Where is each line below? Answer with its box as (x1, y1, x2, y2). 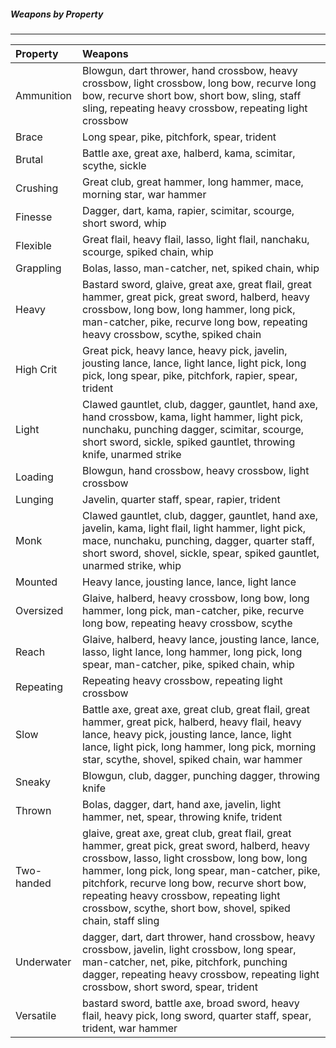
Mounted (15, 575, 58, 589)
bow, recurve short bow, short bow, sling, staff (82, 88, 302, 102)
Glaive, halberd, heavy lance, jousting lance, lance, (82, 632, 320, 646)
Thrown (15, 803, 52, 817)
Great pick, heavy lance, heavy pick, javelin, (82, 343, 288, 357)
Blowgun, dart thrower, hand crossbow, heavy (82, 63, 298, 77)
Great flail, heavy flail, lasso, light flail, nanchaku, (82, 232, 310, 246)
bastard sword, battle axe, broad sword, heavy (82, 996, 300, 1010)
